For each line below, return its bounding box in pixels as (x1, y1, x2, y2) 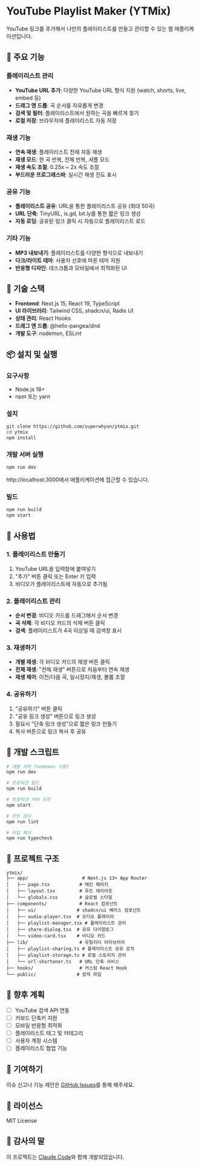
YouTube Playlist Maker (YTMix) (6, 4, 171, 18)
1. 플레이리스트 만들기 (6, 550, 65, 559)
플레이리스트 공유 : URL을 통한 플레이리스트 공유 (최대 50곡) (15, 203, 155, 210)
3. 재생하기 (6, 643, 37, 652)
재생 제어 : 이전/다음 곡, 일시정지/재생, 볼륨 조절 (15, 673, 125, 681)
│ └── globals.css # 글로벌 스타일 (6, 894, 113, 901)
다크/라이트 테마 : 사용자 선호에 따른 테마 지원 (15, 256, 120, 264)
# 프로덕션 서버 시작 (6, 796, 51, 803)
